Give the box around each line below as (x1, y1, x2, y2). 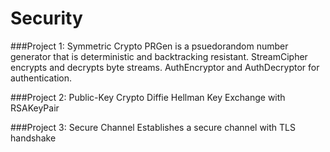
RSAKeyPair (10, 102, 60, 114)
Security (10, 7, 83, 30)
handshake (10, 132, 57, 144)
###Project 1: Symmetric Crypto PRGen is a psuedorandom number (10, 40, 289, 52)
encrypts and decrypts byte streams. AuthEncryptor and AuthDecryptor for (10, 61, 320, 73)
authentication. (10, 72, 73, 84)
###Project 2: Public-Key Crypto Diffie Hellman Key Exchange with (10, 91, 286, 103)
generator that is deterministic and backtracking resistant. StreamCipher (10, 50, 308, 62)
